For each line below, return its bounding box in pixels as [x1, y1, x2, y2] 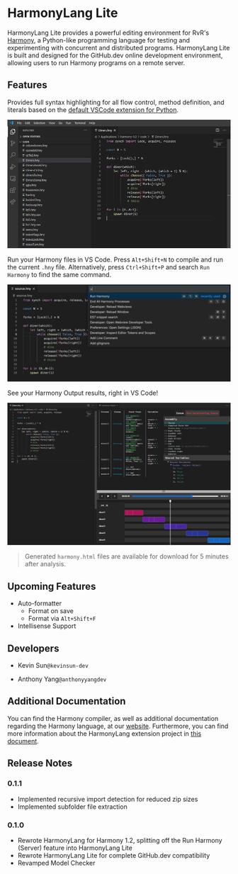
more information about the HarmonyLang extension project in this [7, 729, 202, 738]
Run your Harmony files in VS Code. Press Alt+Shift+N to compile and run [7, 255, 224, 264]
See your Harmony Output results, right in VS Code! [7, 388, 158, 398]
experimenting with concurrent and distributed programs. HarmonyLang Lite [7, 43, 230, 52]
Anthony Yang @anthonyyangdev [17, 675, 107, 683]
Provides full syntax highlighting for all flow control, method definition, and [7, 98, 225, 106]
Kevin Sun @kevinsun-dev [17, 661, 89, 670]
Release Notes [7, 757, 73, 770]
